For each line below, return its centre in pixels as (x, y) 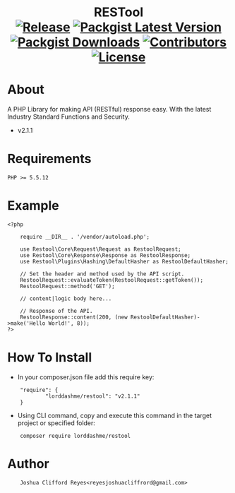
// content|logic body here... (66, 299)
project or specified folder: (56, 423)
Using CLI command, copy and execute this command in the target (115, 415)
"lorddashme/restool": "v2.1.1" (92, 396)
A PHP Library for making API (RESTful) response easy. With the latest (109, 109)
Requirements (49, 159)
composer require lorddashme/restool (76, 436)
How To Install (50, 358)
